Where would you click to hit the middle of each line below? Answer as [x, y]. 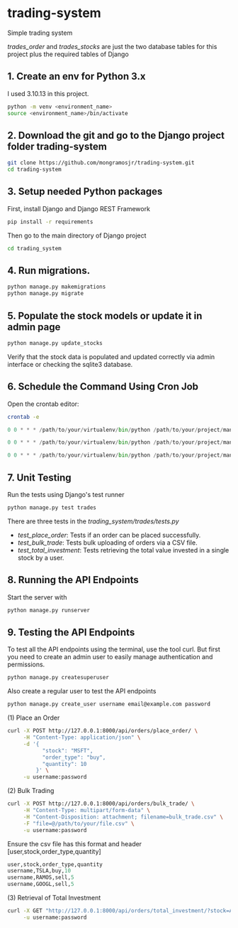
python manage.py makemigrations [57, 287]
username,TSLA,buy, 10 [39, 871]
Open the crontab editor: [43, 404]
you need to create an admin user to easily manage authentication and [110, 657]
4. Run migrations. [49, 271]
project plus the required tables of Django [68, 54]
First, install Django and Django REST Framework [79, 208]
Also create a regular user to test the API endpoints [82, 691]
